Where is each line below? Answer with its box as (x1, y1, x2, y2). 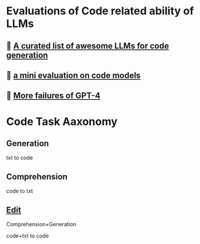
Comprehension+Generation (6, 220, 77, 228)
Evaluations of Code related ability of (6, 4, 195, 18)
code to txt (6, 187, 33, 195)
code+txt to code (6, 232, 49, 239)
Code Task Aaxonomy (6, 115, 118, 128)
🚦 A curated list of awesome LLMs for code (6, 41, 169, 51)
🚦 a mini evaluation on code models (6, 70, 141, 80)
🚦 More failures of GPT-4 (6, 91, 101, 101)
